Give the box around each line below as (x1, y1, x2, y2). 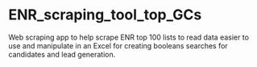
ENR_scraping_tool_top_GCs (8, 6, 202, 24)
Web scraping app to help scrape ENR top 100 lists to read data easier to (8, 32, 250, 42)
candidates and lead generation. (8, 49, 116, 59)
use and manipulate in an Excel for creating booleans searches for (8, 40, 228, 50)
